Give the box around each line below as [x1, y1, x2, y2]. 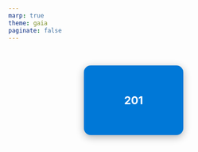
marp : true [8, 11, 45, 20]
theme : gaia [8, 19, 48, 27]
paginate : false [8, 26, 62, 34]
